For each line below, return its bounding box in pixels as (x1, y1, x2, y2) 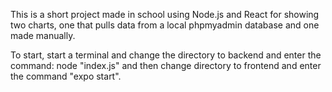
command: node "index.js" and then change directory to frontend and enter (10, 60, 322, 71)
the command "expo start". (10, 70, 122, 82)
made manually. (10, 30, 76, 41)
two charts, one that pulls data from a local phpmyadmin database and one (10, 19, 320, 31)
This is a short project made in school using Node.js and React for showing (10, 9, 320, 20)
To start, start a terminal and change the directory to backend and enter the (10, 49, 322, 61)
